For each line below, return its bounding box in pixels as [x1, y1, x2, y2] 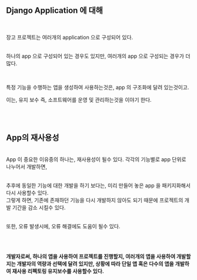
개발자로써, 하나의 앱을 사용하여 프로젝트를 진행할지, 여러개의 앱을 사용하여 [6, 252, 176, 260]
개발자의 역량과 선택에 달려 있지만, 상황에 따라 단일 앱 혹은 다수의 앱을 [16, 260, 175, 267]
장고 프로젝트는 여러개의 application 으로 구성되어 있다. [6, 34, 133, 41]
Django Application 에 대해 [6, 5, 103, 16]
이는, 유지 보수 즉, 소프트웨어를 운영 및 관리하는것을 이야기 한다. [6, 96, 152, 103]
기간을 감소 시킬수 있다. [12, 204, 66, 211]
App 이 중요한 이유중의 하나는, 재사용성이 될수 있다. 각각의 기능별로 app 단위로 [6, 155, 186, 163]
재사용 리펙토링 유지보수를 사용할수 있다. [12, 267, 104, 275]
